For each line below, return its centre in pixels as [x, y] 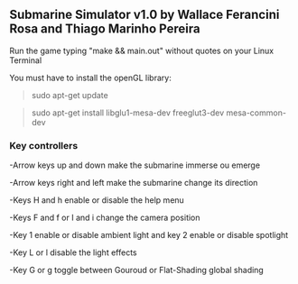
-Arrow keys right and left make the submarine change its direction [134, 183]
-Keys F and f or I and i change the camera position [105, 218]
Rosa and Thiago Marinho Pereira [105, 29]
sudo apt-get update [70, 95]
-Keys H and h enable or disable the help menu [97, 200]
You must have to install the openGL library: [90, 78]
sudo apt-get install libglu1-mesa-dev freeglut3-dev [128, 113]
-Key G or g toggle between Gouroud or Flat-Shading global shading [136, 270]
